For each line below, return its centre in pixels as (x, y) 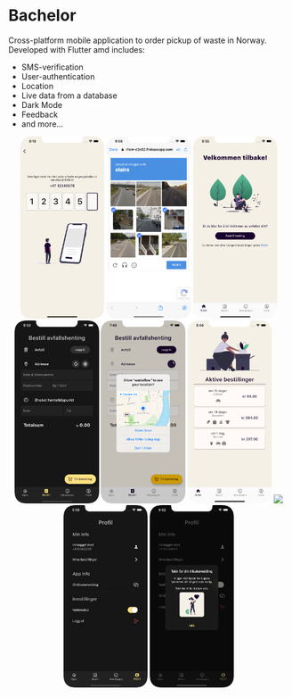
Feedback (40, 114)
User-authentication (58, 76)
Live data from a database (69, 95)
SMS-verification (52, 67)
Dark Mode (42, 104)
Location (37, 86)
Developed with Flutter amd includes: (77, 49)
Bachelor (42, 16)
